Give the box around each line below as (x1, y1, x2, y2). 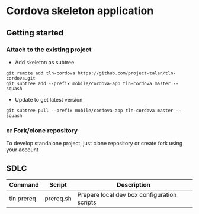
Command (9, 180, 40, 189)
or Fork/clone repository (6, 126, 78, 134)
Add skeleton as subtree (14, 59, 75, 66)
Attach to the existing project (6, 46, 92, 54)
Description (116, 180, 151, 189)
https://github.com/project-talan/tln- (78, 70, 176, 76)
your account (6, 146, 38, 153)
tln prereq (9, 194, 37, 202)
